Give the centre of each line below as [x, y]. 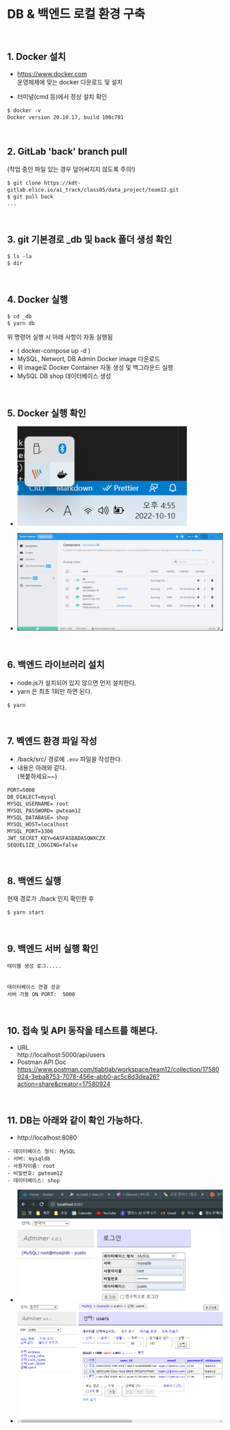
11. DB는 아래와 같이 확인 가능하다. [75, 1121]
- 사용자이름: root [31, 1166]
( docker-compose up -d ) [54, 351]
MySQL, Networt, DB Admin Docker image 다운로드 [89, 359]
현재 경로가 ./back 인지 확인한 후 [51, 899]
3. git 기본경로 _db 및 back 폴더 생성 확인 [90, 239]
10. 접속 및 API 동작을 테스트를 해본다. [83, 1030]
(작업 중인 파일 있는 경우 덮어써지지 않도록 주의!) [71, 169]
